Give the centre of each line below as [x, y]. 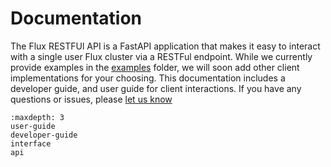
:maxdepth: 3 [37, 117]
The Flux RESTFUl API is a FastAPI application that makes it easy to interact [165, 46]
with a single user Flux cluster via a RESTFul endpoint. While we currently [161, 56]
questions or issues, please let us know [91, 99]
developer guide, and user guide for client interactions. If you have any [156, 88]
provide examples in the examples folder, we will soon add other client [155, 67]
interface [31, 143]
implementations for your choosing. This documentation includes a [148, 78]
